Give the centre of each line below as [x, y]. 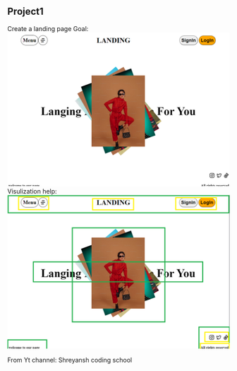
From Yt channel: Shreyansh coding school [70, 360]
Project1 [25, 12]
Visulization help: [32, 192]
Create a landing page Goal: [48, 28]
